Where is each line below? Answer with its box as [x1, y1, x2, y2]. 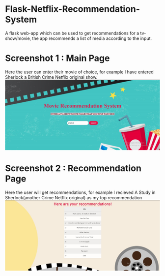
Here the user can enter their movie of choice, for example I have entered [5, 69, 154, 75]
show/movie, [5, 35, 31, 41]
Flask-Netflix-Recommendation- [5, 3, 140, 15]
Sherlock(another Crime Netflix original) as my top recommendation [5, 194, 142, 200]
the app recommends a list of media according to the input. [32, 35, 152, 41]
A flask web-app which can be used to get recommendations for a [5, 30, 139, 36]
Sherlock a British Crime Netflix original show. [5, 74, 98, 80]
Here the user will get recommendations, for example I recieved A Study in [5, 189, 156, 195]
